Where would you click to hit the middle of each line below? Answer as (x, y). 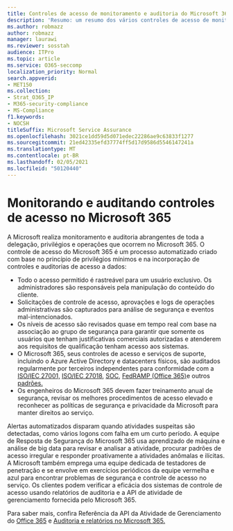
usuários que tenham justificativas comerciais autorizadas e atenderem (119, 339)
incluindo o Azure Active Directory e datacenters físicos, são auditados (119, 361)
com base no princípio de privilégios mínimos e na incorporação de (103, 259)
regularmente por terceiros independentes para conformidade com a (115, 368)
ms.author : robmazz (35, 26)
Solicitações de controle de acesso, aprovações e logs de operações (116, 302)
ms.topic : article (34, 59)
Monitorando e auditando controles (111, 203)
